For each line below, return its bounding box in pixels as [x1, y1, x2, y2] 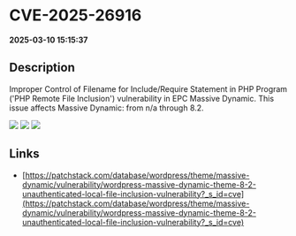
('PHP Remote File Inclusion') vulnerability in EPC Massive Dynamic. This [9, 93, 275, 103]
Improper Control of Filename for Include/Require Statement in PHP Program [9, 83, 288, 94]
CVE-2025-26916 [9, 5, 142, 26]
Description [9, 60, 75, 75]
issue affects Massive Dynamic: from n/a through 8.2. [9, 103, 205, 113]
